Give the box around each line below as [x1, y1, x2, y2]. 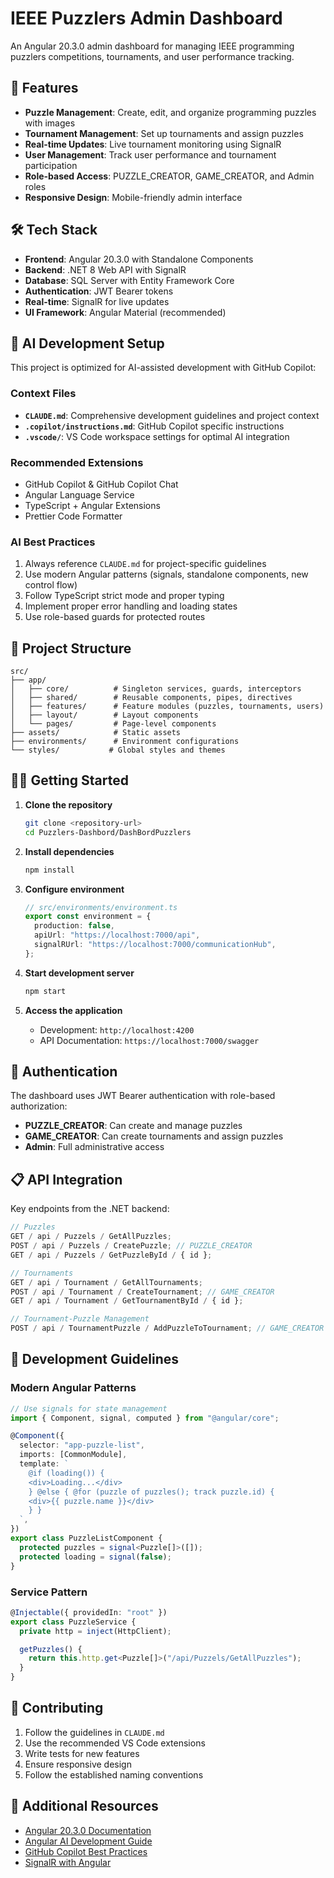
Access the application [24, 1004, 123, 1016]
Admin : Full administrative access [24, 1141, 165, 1153]
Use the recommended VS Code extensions [24, 1737, 206, 1749]
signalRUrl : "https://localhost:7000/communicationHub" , [34, 940, 277, 950]
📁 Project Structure [10, 640, 132, 657]
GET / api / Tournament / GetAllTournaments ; [10, 1277, 203, 1287]
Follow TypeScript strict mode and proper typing [24, 590, 225, 602]
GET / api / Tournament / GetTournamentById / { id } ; [10, 1296, 244, 1306]
